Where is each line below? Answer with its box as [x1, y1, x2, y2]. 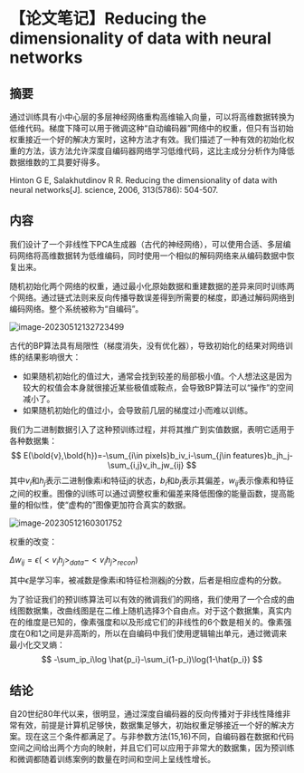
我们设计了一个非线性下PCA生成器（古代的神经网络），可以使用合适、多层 [9, 238, 283, 249]
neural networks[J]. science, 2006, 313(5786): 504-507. [9, 185, 219, 195]
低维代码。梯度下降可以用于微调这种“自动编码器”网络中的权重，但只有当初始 [9, 123, 294, 133]
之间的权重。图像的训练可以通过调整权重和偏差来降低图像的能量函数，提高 [9, 488, 287, 498]
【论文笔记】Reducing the [9, 8, 207, 29]
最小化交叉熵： [9, 640, 65, 651]
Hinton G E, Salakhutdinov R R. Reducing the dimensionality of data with [9, 175, 278, 186]
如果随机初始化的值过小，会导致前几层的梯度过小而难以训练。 [22, 404, 253, 415]
